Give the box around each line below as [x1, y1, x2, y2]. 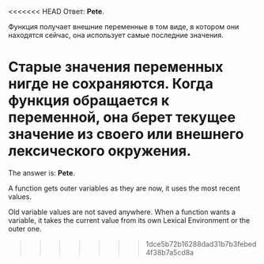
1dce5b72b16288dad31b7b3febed [145, 239, 257, 248]
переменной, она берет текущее [8, 108, 236, 126]
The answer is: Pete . [8, 168, 75, 177]
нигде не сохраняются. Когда [8, 75, 213, 93]
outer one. [8, 224, 42, 233]
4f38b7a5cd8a [145, 247, 194, 257]
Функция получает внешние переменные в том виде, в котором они [8, 22, 239, 31]
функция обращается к [8, 92, 170, 110]
